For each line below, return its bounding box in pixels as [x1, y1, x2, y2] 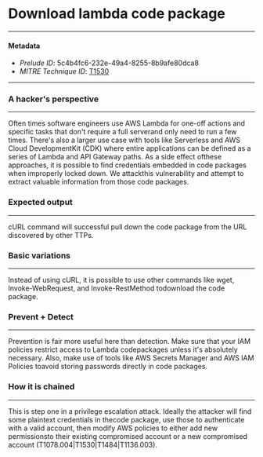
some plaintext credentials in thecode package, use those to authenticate [8, 415, 245, 424]
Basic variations [8, 250, 71, 261]
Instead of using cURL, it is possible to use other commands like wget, [8, 276, 235, 285]
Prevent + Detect [8, 311, 74, 322]
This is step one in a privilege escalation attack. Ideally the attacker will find [8, 406, 252, 416]
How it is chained [8, 382, 75, 393]
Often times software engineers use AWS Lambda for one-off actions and [8, 119, 245, 128]
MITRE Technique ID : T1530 [19, 67, 110, 76]
